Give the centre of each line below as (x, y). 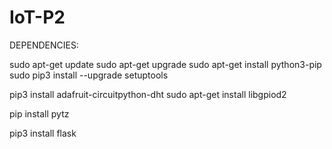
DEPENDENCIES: (44, 45)
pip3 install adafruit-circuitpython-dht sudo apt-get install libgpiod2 (148, 94)
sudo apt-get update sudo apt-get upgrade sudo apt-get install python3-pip (165, 64)
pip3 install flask (43, 133)
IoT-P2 (37, 17)
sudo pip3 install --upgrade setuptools (89, 75)
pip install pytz (39, 113)
